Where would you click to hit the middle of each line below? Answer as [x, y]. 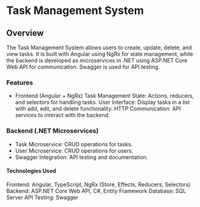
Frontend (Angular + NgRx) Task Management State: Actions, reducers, [105, 96]
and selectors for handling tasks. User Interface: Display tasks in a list [102, 102]
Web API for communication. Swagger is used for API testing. [83, 67]
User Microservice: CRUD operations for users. [74, 151]
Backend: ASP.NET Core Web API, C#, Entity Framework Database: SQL [96, 191]
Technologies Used [31, 171]
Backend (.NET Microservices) [53, 131]
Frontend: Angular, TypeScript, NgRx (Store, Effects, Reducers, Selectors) [98, 184]
